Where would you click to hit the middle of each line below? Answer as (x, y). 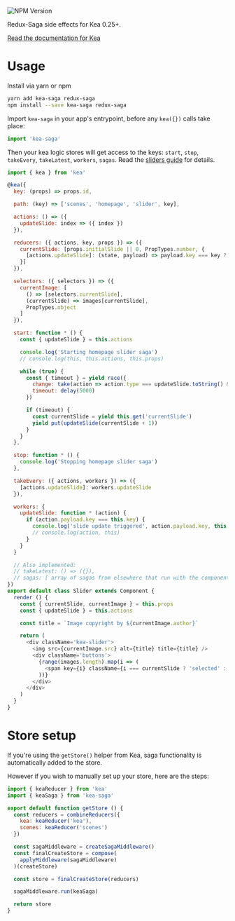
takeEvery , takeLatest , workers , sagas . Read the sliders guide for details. (111, 159)
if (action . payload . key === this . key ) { (85, 520)
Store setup (42, 736)
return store (33, 904)
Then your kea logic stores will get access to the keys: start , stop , (103, 152)
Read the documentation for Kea (54, 38)
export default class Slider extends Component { (81, 591)
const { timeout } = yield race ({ (76, 378)
